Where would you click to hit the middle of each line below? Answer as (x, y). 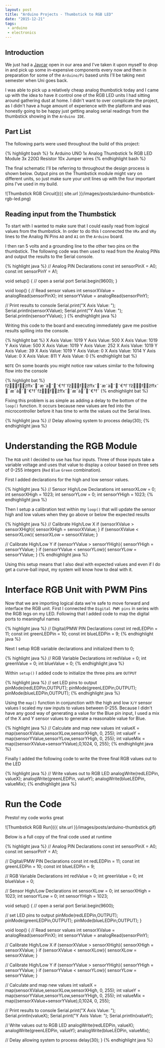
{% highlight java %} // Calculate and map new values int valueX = (72, 728)
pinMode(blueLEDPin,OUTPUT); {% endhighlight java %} (63, 693)
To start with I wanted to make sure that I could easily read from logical (77, 226)
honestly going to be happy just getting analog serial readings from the (77, 111)
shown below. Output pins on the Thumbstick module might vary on (74, 173)
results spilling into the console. (37, 331)
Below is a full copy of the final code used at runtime (58, 837)
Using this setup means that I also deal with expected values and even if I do (83, 565)
